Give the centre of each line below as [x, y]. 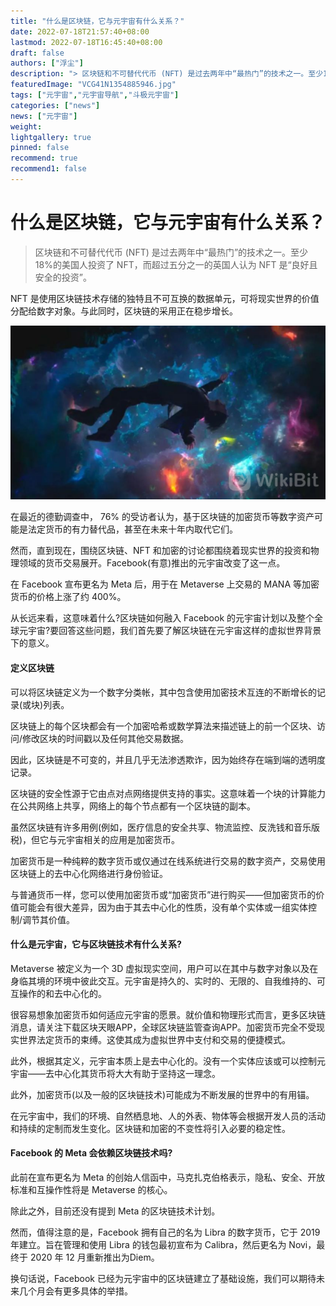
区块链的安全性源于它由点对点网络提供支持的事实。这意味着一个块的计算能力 [168, 793]
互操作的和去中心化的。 [58, 993]
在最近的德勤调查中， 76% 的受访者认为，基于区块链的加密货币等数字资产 [162, 517]
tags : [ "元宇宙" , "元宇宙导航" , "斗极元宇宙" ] [95, 95]
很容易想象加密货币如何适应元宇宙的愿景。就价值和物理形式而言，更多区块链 [168, 1014]
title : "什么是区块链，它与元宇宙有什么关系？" [97, 21]
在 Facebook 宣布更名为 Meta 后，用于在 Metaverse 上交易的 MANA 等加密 [165, 584]
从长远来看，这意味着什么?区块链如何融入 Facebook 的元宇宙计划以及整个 [162, 618]
